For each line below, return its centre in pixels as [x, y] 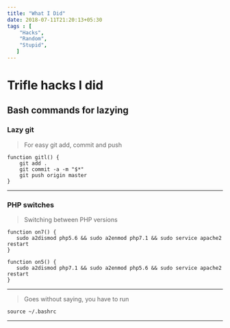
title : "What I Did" [37, 13]
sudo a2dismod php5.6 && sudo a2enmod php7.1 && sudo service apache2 [119, 238]
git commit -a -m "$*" [52, 169]
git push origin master [53, 175]
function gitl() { [33, 157]
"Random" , [34, 39]
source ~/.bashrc [32, 312]
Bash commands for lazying [68, 110]
